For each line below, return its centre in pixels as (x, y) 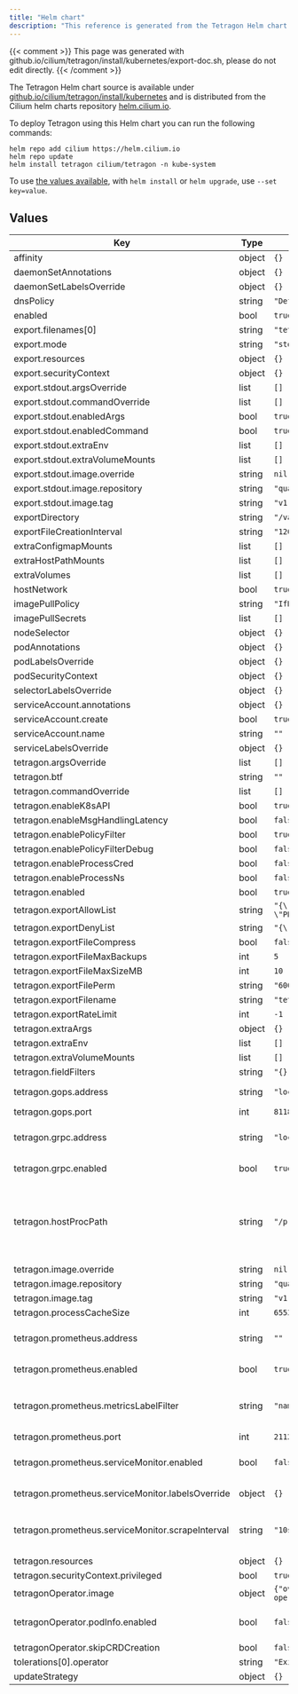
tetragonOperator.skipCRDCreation (87, 1648)
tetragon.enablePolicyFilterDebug (83, 849)
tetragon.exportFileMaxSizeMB (78, 971)
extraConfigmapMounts (63, 547)
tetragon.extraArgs (53, 1028)
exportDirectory (47, 517)
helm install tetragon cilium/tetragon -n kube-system (113, 164)
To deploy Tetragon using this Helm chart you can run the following (132, 123)
